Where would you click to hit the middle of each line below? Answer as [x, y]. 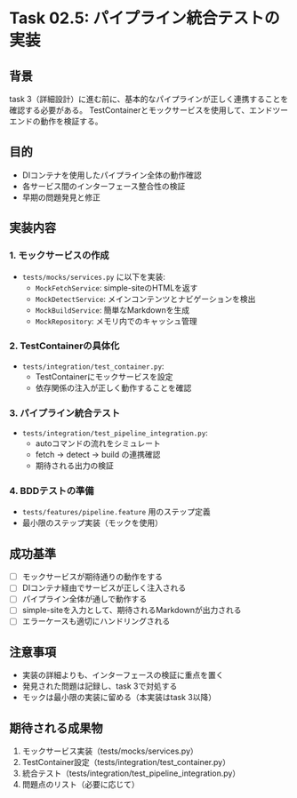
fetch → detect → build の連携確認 [98, 455]
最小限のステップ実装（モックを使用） [92, 523]
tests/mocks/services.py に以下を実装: [94, 276]
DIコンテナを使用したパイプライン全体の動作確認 [112, 175]
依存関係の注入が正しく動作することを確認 [113, 387]
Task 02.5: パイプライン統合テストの [144, 18]
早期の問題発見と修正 [61, 197]
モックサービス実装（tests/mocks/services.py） [110, 751]
